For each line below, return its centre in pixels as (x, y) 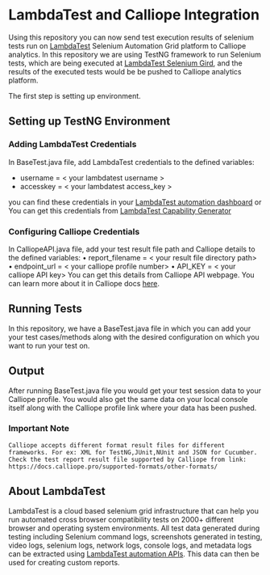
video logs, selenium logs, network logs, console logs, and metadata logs (130, 545)
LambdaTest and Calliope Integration (134, 15)
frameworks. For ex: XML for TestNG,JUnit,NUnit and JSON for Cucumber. (133, 452)
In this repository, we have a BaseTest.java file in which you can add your (130, 328)
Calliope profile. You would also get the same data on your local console (128, 399)
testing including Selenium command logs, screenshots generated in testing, (135, 536)
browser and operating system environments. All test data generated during (134, 528)
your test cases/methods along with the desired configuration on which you (134, 336)
